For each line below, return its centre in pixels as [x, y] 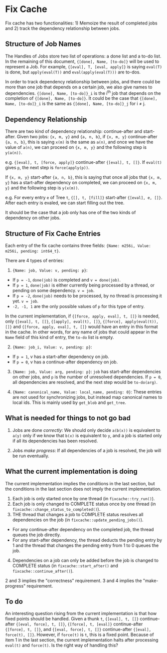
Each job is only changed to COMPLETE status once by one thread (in [84, 504]
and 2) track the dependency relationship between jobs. [63, 28]
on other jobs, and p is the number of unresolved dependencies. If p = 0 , [87, 377]
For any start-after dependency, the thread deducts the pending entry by [87, 540]
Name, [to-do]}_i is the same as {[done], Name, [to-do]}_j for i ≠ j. [76, 104]
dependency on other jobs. [33, 218]
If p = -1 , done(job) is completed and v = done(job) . [67, 280]
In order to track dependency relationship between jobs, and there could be [83, 81]
